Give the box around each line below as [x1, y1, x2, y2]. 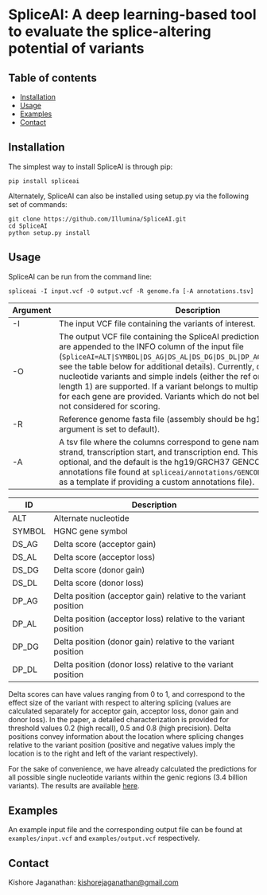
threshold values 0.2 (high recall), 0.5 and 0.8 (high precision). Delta [8, 723, 232, 733]
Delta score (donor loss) [53, 577, 145, 588]
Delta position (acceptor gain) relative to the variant [53, 590, 246, 601]
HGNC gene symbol [53, 526, 129, 537]
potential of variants [8, 40, 145, 57]
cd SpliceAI [8, 221, 48, 230]
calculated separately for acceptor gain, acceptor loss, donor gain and [8, 706, 239, 716]
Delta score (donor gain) [53, 564, 145, 575]
